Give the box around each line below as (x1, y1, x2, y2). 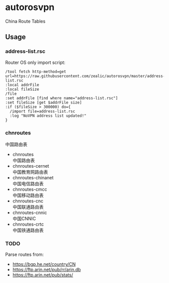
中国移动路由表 (12, 192, 44, 198)
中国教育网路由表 (12, 169, 48, 175)
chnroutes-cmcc (12, 186, 47, 192)
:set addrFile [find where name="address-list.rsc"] (5, 95, 118, 101)
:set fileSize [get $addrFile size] (5, 100, 82, 105)
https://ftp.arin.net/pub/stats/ (12, 272, 73, 278)
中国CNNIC (12, 216, 36, 222)
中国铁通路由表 (12, 227, 44, 233)
